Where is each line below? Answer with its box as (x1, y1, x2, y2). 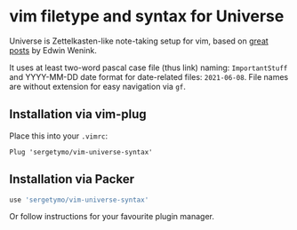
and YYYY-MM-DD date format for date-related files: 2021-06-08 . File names (9, 71, 289, 82)
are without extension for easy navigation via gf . (9, 81, 187, 91)
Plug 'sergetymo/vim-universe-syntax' (9, 147, 153, 156)
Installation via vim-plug (9, 107, 147, 122)
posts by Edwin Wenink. (9, 44, 98, 55)
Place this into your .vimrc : (9, 131, 108, 141)
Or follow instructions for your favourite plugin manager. (9, 211, 215, 222)
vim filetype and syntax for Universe (9, 6, 285, 27)
